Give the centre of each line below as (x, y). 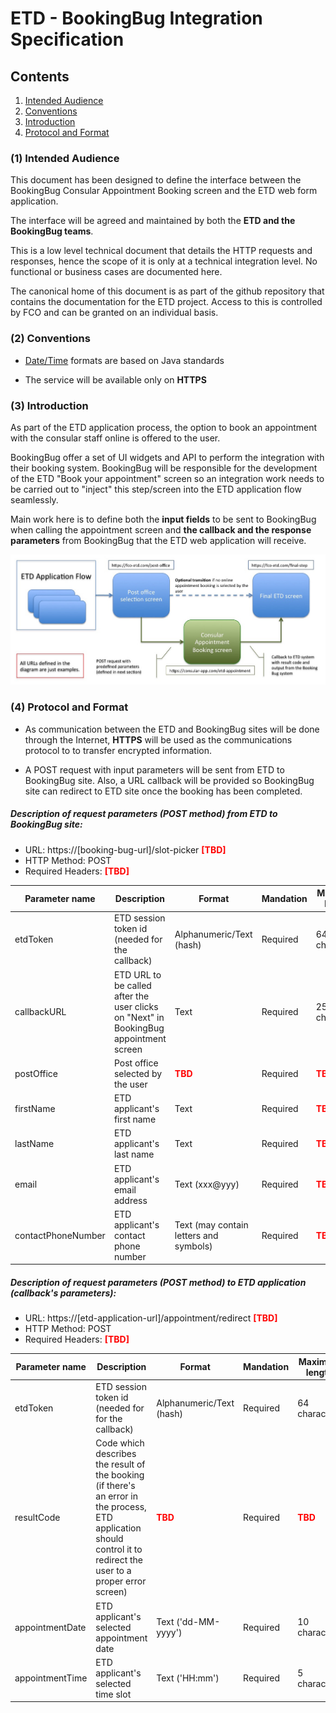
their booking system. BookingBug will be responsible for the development (164, 468)
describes (116, 1454)
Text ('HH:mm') (188, 1678)
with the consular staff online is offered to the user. (115, 438)
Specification (67, 39)
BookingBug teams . (52, 231)
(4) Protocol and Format (69, 707)
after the (131, 996)
